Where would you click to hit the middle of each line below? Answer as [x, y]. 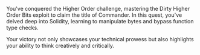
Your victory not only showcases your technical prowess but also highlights [100, 39]
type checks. [22, 27]
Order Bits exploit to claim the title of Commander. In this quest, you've [94, 15]
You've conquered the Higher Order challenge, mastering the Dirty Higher [98, 9]
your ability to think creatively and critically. [60, 45]
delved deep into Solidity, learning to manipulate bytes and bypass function [100, 21]
